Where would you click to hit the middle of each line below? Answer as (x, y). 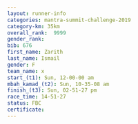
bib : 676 (20, 45)
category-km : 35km (33, 26)
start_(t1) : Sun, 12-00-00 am (51, 77)
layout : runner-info (37, 13)
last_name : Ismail (33, 59)
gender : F (21, 65)
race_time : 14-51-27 (37, 97)
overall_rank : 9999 (37, 33)
